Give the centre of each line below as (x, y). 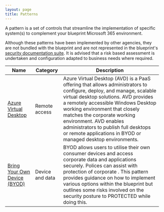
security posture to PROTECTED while (107, 196)
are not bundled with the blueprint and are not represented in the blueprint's (82, 48)
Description (110, 70)
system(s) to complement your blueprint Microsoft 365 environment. (74, 33)
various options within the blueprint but (108, 184)
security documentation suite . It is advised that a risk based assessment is (80, 53)
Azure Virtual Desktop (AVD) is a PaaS (107, 78)
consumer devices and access (98, 153)
